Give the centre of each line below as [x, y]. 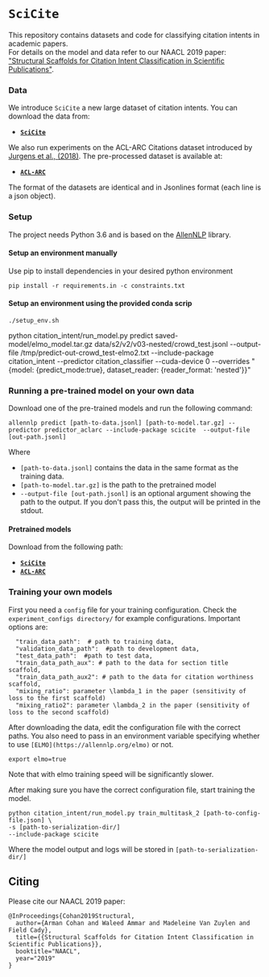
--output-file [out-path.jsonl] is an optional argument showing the [135, 494]
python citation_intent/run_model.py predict [81, 335]
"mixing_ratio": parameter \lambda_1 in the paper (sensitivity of [131, 691]
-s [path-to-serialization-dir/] [64, 827]
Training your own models [60, 592]
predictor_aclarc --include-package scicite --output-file [147, 430]
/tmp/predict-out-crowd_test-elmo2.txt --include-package [117, 353]
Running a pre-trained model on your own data [101, 390]
